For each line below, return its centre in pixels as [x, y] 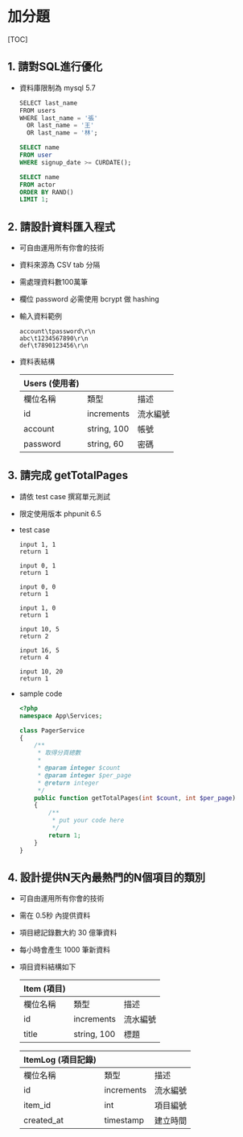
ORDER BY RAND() [46, 192]
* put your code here [88, 820]
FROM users [37, 110]
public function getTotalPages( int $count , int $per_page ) [135, 798]
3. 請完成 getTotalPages [68, 475]
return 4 [34, 657]
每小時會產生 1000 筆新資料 [64, 950]
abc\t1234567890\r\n [54, 339]
